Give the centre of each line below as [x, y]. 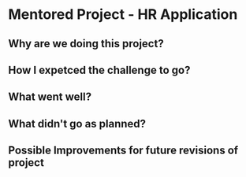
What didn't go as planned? [77, 124]
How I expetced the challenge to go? [99, 70]
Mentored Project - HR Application [123, 15]
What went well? [50, 97]
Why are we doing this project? [86, 44]
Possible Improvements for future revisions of [123, 151]
